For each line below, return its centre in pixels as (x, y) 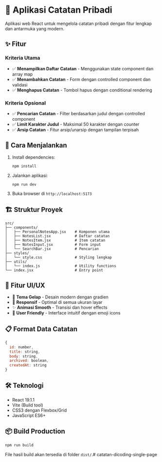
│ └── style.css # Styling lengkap (58, 258)
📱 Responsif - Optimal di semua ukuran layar (57, 302)
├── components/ (21, 228)
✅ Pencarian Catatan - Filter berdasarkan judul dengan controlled (78, 113)
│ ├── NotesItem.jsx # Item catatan (55, 241)
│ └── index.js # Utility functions (61, 266)
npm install (24, 166)
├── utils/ (16, 262)
